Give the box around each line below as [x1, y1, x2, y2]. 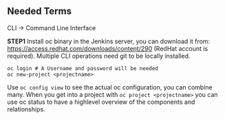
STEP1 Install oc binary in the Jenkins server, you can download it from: [7, 37, 211, 45]
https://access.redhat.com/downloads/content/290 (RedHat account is [7, 44, 208, 52]
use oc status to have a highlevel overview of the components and [7, 98, 195, 106]
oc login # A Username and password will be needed [7, 65, 158, 72]
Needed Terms [7, 6, 72, 17]
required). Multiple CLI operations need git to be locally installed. [7, 52, 191, 60]
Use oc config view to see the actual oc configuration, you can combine [7, 83, 213, 91]
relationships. [7, 105, 46, 113]
